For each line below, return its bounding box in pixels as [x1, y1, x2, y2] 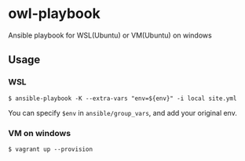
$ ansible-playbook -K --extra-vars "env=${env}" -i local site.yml [8, 95, 237, 102]
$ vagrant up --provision [8, 145, 93, 153]
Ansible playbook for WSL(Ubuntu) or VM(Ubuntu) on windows [8, 30, 212, 40]
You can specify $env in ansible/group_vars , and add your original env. [8, 108, 237, 117]
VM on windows [8, 127, 71, 138]
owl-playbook [8, 5, 101, 23]
